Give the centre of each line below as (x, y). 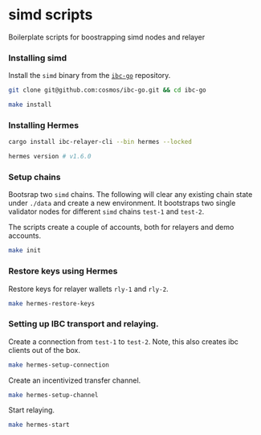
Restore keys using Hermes (63, 271)
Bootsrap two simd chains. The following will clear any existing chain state (130, 195)
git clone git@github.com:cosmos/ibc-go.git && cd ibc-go (107, 90)
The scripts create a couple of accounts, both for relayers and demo (121, 228)
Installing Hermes (43, 125)
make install (30, 105)
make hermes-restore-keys (51, 303)
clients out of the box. (44, 350)
